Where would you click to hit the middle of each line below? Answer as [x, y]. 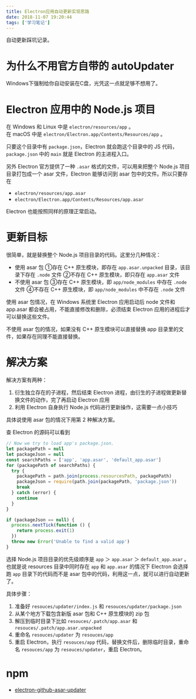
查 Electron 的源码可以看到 [38, 432]
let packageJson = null [35, 454]
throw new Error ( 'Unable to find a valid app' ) [71, 542]
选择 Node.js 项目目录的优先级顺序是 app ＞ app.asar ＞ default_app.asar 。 [98, 559]
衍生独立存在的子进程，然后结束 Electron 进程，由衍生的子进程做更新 [98, 393]
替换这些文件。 [34, 317]
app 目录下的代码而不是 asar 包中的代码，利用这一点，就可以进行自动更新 [101, 574]
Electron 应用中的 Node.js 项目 [81, 109]
